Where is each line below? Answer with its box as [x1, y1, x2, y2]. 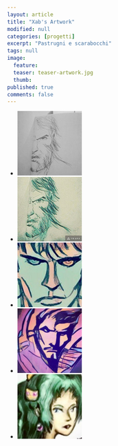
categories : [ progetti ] [7, 33, 75, 40]
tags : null [7, 47, 38, 54]
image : [7, 55, 26, 62]
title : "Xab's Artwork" [7, 18, 75, 25]
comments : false [7, 91, 54, 98]
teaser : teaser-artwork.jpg [13, 69, 94, 76]
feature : [13, 62, 38, 69]
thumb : [13, 76, 32, 83]
